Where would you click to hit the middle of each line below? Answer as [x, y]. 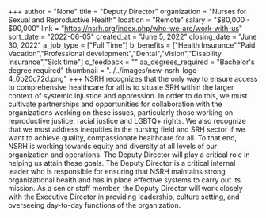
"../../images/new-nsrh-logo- [153, 70]
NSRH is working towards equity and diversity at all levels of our [113, 146]
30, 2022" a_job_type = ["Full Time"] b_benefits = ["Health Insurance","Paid [132, 45]
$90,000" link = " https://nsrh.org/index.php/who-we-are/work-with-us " [125, 28]
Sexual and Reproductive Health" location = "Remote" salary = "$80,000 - [129, 20]
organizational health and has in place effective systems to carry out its [125, 180]
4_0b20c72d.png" [38, 79]
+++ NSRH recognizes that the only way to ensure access [163, 79]
